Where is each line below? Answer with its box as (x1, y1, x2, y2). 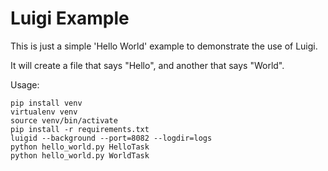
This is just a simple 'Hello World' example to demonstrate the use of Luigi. (10, 40, 318, 52)
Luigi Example (10, 7, 130, 30)
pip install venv (10, 98, 83, 108)
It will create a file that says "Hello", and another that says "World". (10, 59, 285, 71)
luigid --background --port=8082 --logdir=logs (10, 133, 213, 143)
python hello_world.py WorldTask (10, 150, 150, 161)
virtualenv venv (10, 107, 78, 117)
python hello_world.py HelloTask (10, 142, 150, 152)
